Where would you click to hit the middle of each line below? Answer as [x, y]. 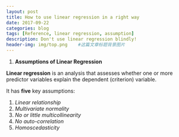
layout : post [22, 12]
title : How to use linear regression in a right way [73, 17]
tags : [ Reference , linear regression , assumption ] [70, 34]
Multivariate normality [42, 109]
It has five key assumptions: [41, 91]
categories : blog [28, 28]
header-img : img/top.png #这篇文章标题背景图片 [66, 45]
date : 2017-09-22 [28, 23]
